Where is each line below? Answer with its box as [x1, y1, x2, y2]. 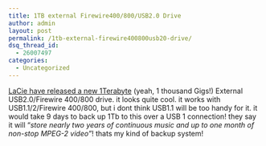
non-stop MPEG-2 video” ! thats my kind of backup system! [8, 128, 204, 138]
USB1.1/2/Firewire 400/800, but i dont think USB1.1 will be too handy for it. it [8, 103, 258, 112]
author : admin [8, 19, 56, 27]
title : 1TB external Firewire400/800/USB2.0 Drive [8, 11, 182, 20]
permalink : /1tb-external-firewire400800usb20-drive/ [8, 34, 193, 43]
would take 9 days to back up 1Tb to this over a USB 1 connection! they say [8, 112, 257, 121]
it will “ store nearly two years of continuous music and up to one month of [8, 120, 255, 129]
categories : [8, 57, 48, 65]
